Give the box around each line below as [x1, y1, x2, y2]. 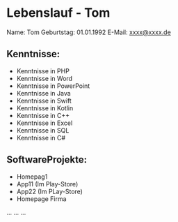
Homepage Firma [16, 194, 67, 203]
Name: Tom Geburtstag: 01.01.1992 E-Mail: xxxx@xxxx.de [6, 28, 171, 36]
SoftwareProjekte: [6, 154, 88, 165]
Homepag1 [16, 172, 48, 181]
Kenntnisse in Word [16, 74, 73, 82]
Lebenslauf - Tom [6, 5, 111, 21]
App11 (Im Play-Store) [16, 179, 79, 188]
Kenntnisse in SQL [16, 126, 70, 134]
